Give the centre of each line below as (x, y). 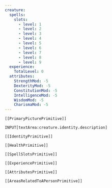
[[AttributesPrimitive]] (31, 172)
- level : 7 (30, 52)
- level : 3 (30, 34)
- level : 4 (30, 39)
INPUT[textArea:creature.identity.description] (56, 128)
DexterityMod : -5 (32, 86)
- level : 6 (30, 48)
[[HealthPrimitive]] (27, 146)
